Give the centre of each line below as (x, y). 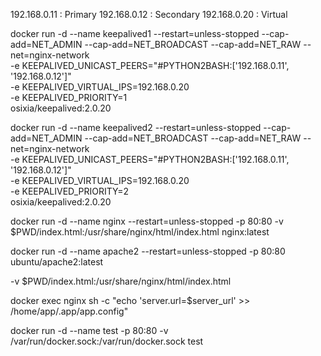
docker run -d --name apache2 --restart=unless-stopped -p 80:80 (148, 251)
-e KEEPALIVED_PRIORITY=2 (69, 191)
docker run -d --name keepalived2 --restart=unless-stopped (136, 127)
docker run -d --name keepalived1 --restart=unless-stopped (135, 33)
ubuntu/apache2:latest (57, 262)
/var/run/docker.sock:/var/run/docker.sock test (107, 341)
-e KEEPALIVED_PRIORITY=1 (69, 97)
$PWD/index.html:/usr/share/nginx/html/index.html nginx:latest (140, 232)
